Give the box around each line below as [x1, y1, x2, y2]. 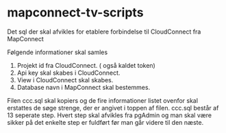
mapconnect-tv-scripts [7, 5, 144, 21]
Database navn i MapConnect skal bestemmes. [16, 83, 151, 91]
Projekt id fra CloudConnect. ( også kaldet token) [16, 61, 155, 69]
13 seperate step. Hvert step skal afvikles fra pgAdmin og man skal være [7, 111, 212, 119]
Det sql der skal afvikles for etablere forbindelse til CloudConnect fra [7, 27, 201, 36]
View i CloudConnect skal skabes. [16, 75, 114, 84]
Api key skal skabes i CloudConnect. [16, 69, 121, 77]
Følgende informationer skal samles [7, 48, 108, 56]
